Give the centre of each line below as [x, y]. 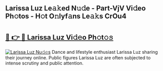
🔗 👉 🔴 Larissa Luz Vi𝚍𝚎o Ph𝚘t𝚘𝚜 [59, 37]
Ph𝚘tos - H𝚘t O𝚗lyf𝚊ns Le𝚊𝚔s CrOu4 [66, 16]
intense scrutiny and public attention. [44, 63]
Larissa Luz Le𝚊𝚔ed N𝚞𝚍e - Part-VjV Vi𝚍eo [76, 8]
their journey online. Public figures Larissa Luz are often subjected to [78, 58]
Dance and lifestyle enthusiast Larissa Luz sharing [105, 52]
